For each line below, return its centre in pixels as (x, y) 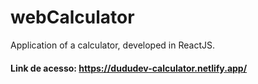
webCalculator (72, 17)
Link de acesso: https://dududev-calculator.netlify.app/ (129, 68)
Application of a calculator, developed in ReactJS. (112, 45)
